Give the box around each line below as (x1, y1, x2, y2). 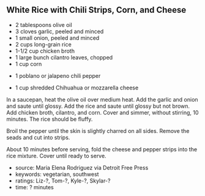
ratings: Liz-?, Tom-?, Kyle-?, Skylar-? (15, 177, 111, 184)
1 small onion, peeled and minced (15, 34, 100, 42)
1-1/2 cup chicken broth (15, 47, 75, 55)
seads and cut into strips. (6, 134, 70, 141)
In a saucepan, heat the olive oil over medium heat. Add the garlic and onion (6, 96, 198, 103)
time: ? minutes (15, 183, 54, 190)
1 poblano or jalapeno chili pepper (15, 72, 101, 79)
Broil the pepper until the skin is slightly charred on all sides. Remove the (6, 127, 190, 134)
